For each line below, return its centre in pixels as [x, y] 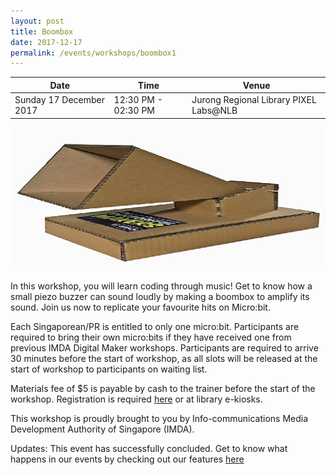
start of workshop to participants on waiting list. [109, 369]
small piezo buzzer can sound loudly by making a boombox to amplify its [160, 297]
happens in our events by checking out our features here [127, 459]
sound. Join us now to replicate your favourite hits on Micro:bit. [140, 307]
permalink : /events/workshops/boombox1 [93, 53]
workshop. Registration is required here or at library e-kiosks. [136, 399]
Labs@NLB [214, 110]
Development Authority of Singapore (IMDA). [102, 429]
